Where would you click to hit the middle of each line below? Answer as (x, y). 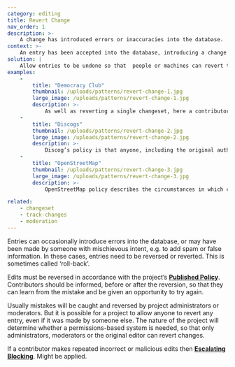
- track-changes (44, 215)
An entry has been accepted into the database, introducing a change (123, 53)
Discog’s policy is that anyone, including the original (129, 150)
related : (20, 202)
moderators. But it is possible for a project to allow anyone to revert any (110, 312)
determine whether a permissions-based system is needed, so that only (111, 328)
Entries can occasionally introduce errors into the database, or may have (112, 241)
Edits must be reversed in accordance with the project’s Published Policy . (114, 277)
